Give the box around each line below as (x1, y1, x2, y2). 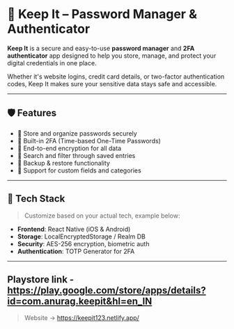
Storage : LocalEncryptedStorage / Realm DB (17, 232, 146, 241)
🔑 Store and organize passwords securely (17, 129, 137, 138)
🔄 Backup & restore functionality (17, 159, 110, 167)
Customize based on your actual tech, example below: (24, 211, 180, 220)
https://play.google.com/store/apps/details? (7, 284, 207, 296)
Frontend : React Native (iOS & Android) (17, 225, 131, 233)
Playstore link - (7, 273, 75, 285)
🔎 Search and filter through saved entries (17, 151, 136, 159)
